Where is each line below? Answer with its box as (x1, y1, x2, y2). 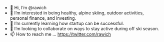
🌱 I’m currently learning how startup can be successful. (9, 20, 124, 26)
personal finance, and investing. (9, 15, 76, 21)
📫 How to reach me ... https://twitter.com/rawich (9, 31, 111, 37)
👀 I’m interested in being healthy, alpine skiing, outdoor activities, (9, 10, 144, 16)
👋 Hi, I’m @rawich (9, 5, 46, 10)
